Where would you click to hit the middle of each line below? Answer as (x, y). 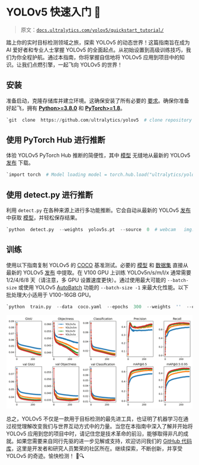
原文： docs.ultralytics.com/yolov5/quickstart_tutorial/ (92, 30)
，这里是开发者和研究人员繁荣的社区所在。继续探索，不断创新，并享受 (97, 448)
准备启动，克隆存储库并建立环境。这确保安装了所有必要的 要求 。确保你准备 (98, 100)
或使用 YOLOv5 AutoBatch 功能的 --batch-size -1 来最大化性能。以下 (103, 287)
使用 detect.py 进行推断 (50, 194)
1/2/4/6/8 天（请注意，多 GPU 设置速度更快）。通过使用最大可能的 (86, 280)
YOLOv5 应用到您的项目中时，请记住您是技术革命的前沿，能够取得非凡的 (95, 434)
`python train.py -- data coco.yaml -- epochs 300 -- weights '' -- (99, 306)
